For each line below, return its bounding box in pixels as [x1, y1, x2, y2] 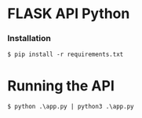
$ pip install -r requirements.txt [7, 50, 124, 59]
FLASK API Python [7, 5, 130, 23]
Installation [7, 33, 52, 44]
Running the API [7, 76, 115, 94]
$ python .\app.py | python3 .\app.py [7, 103, 134, 111]
